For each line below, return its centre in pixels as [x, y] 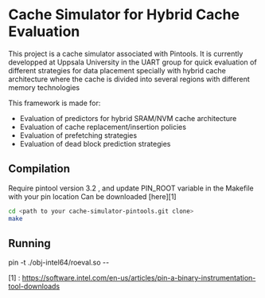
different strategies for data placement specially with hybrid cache [117, 70]
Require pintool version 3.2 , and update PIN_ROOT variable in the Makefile [131, 188]
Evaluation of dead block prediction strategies [95, 143]
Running [30, 243]
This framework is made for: [55, 103]
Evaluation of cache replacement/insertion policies [103, 127]
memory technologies [44, 87]
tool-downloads [34, 286]
